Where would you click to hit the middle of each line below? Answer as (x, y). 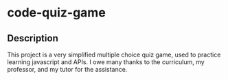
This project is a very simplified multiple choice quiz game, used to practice (114, 54)
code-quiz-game (57, 13)
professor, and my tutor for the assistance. (67, 69)
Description (33, 38)
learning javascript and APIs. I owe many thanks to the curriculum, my (106, 62)
